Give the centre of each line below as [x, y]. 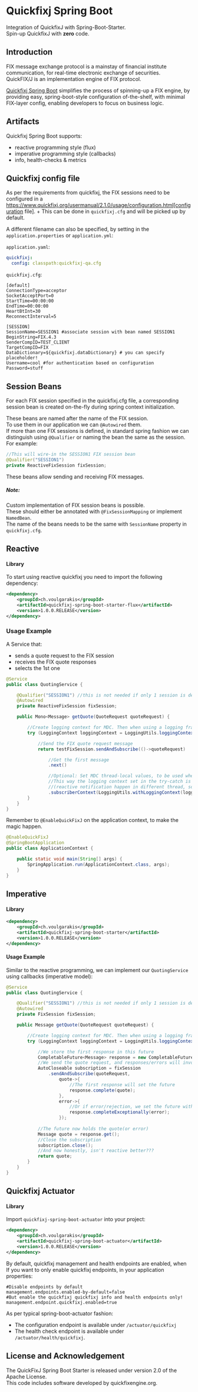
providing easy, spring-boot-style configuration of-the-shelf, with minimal [96, 96]
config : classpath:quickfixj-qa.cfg [56, 263]
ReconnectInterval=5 [32, 317]
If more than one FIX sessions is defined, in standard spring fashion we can [98, 430]
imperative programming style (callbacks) [65, 153]
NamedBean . [19, 517]
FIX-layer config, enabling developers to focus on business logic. [85, 103]
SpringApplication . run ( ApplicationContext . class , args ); [98, 865]
